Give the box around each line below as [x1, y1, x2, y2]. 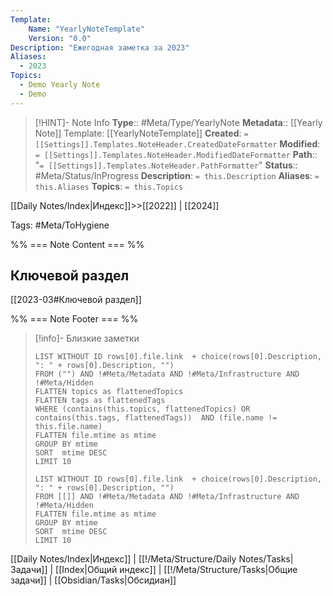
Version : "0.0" [28, 33, 92, 43]
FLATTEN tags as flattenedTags [34, 396, 166, 406]
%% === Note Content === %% [10, 238, 145, 250]
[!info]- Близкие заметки [34, 332, 140, 345]
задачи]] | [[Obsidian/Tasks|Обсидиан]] [10, 574, 177, 586]
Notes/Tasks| [238, 553, 294, 565]
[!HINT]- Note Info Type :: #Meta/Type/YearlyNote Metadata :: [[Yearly [34, 116, 323, 128]
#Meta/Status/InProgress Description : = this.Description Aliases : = [34, 169, 320, 181]
